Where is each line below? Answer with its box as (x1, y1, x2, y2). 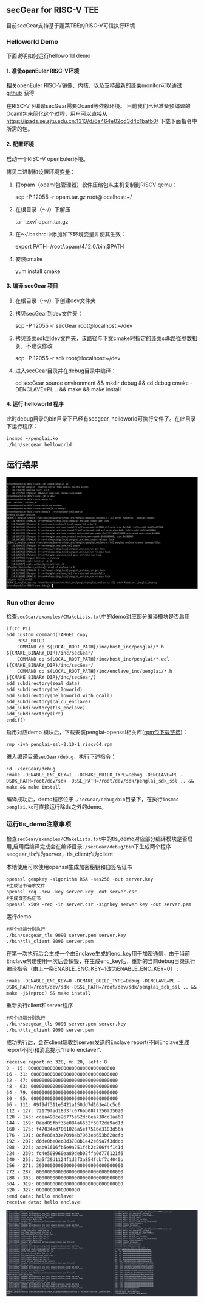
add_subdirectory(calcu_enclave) (6, 699, 91, 705)
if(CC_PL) (6, 626, 32, 632)
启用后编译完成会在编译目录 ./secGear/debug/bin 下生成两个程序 (13, 842, 172, 850)
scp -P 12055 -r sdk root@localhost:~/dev (15, 354, 121, 361)
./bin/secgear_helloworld (6, 441, 72, 447)
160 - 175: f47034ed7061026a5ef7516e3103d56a (6, 1126, 123, 1132)
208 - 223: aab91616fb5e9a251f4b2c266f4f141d (6, 1144, 123, 1151)
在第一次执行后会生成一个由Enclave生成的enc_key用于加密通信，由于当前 (6, 950, 190, 957)
